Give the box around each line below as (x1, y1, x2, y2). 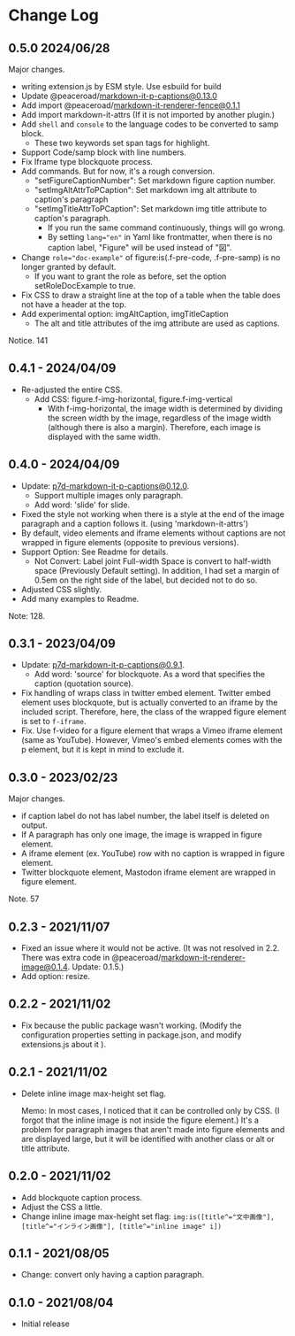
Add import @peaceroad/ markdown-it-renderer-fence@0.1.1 (20, 100, 240, 111)
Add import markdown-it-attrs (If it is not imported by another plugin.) (20, 110, 276, 120)
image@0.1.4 (20, 961, 68, 972)
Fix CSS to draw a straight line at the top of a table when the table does (20, 290, 281, 300)
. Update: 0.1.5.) (67, 961, 125, 972)
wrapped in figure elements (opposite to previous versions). (20, 537, 239, 547)
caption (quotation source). (34, 678, 134, 689)
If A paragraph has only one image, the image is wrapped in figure (20, 830, 262, 840)
